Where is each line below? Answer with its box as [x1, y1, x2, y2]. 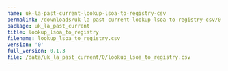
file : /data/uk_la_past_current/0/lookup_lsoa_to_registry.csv [7, 54, 191, 61]
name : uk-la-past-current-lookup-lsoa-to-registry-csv [7, 9, 167, 17]
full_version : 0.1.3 [7, 48, 66, 55]
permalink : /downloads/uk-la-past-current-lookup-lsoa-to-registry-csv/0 [7, 16, 222, 23]
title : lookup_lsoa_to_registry [7, 28, 99, 36]
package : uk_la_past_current [7, 22, 90, 29]
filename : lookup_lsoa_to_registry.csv [7, 35, 121, 42]
